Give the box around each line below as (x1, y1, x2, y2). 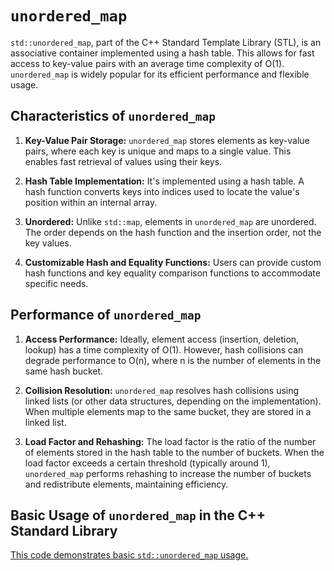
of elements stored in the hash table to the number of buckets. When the (24, 446, 325, 458)
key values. (24, 237, 72, 249)
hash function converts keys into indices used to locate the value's (24, 185, 300, 197)
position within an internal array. (24, 196, 158, 208)
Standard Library (10, 522, 118, 539)
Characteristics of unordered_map (10, 108, 217, 125)
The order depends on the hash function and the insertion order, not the (24, 226, 322, 238)
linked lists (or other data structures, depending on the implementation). (24, 395, 322, 407)
